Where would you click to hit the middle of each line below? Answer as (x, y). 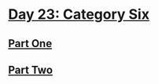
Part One (30, 44)
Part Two (31, 69)
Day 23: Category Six (79, 15)
